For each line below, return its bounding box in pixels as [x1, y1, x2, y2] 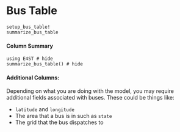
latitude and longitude [15, 106, 75, 113]
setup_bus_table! [6, 24, 51, 30]
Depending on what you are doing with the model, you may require [6, 87, 175, 95]
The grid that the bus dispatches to [15, 119, 104, 126]
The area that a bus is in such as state [15, 112, 112, 120]
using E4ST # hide [6, 56, 53, 62]
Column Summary [6, 42, 54, 50]
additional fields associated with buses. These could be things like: [6, 94, 175, 101]
